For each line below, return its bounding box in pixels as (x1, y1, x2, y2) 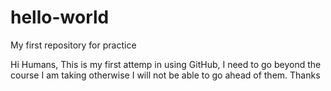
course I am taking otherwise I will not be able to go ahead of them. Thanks (10, 69, 321, 81)
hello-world (10, 6, 110, 29)
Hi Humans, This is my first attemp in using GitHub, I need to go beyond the (10, 58, 322, 70)
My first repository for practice (10, 39, 137, 51)
